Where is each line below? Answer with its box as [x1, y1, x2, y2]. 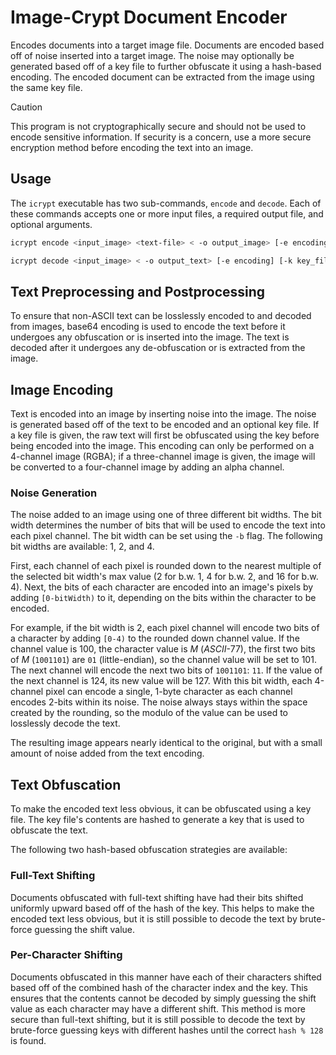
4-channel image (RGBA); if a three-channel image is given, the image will [10, 451, 316, 463]
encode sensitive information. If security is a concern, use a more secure [10, 131, 312, 143]
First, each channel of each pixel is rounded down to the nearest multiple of [10, 560, 322, 572]
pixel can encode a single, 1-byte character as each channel [45, 686, 293, 698]
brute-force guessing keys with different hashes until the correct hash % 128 [10, 1024, 324, 1036]
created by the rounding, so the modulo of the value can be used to [10, 707, 289, 719]
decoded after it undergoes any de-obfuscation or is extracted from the [10, 342, 306, 354]
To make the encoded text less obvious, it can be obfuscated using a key [10, 803, 312, 815]
